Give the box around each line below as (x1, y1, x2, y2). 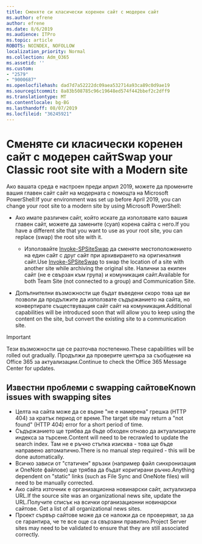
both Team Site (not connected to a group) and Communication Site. (24, 277, 196, 285)
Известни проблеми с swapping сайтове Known (6, 382, 196, 392)
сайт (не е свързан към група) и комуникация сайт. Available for (24, 271, 190, 279)
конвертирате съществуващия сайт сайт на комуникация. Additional (15, 302, 192, 310)
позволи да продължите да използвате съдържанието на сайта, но (15, 296, 190, 303)
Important (6, 333, 31, 341)
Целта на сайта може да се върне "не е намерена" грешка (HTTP (15, 408, 187, 416)
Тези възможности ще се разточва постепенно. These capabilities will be (6, 345, 194, 353)
